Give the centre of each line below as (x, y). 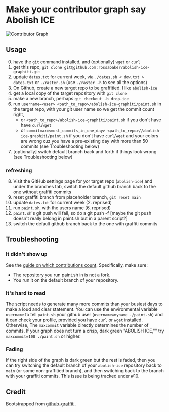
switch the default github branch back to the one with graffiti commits (85, 224)
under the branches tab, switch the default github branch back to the (84, 187)
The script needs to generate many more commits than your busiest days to (84, 304)
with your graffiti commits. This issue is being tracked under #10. (73, 376)
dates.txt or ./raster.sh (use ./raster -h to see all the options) (80, 82)
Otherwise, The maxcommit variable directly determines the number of (77, 325)
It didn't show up (27, 254)
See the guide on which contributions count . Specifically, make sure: (77, 265)
